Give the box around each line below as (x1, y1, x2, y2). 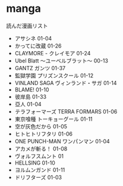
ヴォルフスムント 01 (14, 152, 64, 159)
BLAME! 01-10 (14, 86, 49, 93)
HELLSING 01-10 (14, 159, 55, 166)
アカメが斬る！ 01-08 (14, 145, 68, 152)
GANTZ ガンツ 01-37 (14, 64, 66, 71)
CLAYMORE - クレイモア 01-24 (14, 49, 91, 56)
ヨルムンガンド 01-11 (14, 166, 65, 174)
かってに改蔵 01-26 (14, 42, 62, 49)
